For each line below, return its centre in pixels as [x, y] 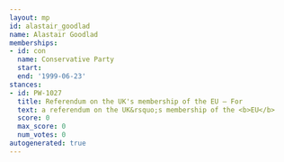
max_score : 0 [42, 127]
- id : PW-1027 [36, 93]
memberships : [34, 43]
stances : [26, 85]
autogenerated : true [48, 143]
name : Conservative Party [66, 59]
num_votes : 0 [42, 135]
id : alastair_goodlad [50, 26]
